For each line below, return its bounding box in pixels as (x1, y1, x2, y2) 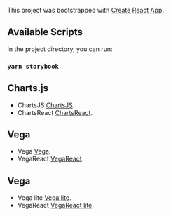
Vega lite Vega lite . (17, 194, 71, 202)
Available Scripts (7, 26, 83, 38)
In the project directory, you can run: (7, 45, 113, 53)
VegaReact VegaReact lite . (17, 201, 95, 210)
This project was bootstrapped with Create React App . (7, 6, 165, 14)
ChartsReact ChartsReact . (17, 108, 93, 116)
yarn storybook (7, 62, 60, 70)
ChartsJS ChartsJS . (17, 101, 75, 109)
